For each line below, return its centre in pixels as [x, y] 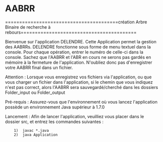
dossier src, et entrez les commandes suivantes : [54, 122]
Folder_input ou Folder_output [35, 92]
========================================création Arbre [76, 22]
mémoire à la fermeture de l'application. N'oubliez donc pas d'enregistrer [79, 62]
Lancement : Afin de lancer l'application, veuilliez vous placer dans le [74, 116]
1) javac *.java [31, 130]
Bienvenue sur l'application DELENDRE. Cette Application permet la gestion [81, 41]
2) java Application [36, 135]
